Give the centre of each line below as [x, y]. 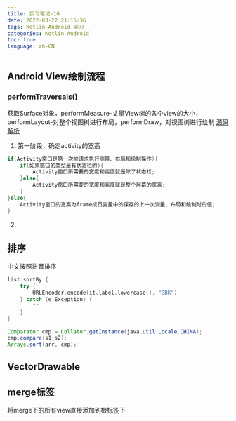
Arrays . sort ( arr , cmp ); [42, 345]
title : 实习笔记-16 [34, 14]
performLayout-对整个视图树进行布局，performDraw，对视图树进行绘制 [111, 122]
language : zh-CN [31, 46]
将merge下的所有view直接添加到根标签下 [66, 410]
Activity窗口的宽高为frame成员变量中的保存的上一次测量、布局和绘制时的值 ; [118, 204]
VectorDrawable [44, 367]
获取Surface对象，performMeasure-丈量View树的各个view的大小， [105, 113]
